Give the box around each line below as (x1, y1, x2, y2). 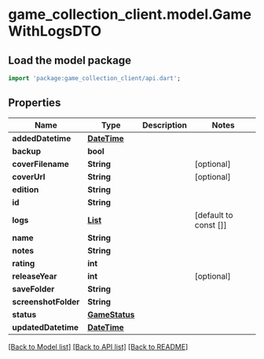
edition (12, 183, 39, 194)
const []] (194, 219, 227, 230)
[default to (194, 209, 233, 220)
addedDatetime (12, 132, 71, 143)
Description (142, 120, 187, 131)
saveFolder (12, 283, 55, 294)
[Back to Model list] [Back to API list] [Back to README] (8, 342, 189, 351)
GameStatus (87, 309, 135, 320)
